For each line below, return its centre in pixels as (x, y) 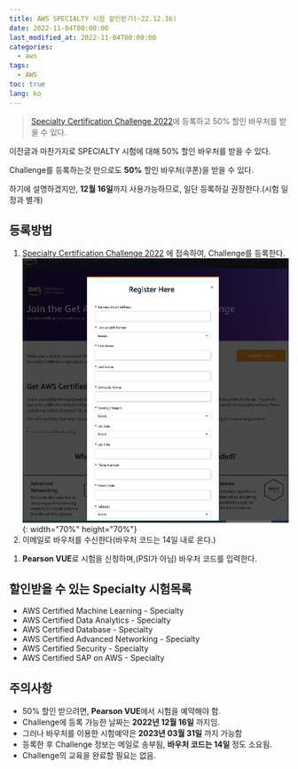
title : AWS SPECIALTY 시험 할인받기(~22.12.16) (93, 19)
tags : (19, 66)
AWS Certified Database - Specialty (87, 630)
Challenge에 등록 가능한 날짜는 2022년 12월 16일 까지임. (121, 722)
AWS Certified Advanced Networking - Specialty (111, 640)
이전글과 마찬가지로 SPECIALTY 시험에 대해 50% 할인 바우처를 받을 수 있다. (140, 151)
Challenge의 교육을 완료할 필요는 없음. (89, 756)
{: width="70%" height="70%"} (79, 529)
